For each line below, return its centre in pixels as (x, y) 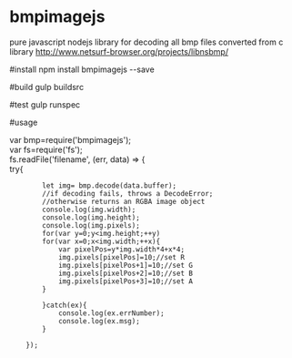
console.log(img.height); (91, 217)
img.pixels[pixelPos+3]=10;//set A (126, 281)
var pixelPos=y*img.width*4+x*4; (121, 249)
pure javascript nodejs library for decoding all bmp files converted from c (146, 42)
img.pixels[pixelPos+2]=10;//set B (126, 273)
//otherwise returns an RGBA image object (124, 201)
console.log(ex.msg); (99, 321)
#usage (24, 122)
